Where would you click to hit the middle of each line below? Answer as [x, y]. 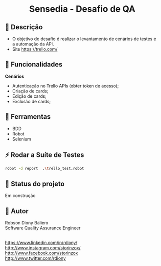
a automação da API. [33, 44]
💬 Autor [17, 211]
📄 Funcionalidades [34, 65]
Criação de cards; [30, 91]
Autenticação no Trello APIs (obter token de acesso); [65, 86]
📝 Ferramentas [28, 117]
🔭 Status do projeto [35, 184]
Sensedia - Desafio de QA [82, 9]
